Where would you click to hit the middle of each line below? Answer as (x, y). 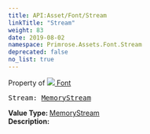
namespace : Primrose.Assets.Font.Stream (75, 45)
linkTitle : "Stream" (42, 23)
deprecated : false (38, 52)
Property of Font (40, 83)
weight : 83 (26, 30)
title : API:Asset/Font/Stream (58, 15)
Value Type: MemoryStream (54, 113)
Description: (29, 121)
